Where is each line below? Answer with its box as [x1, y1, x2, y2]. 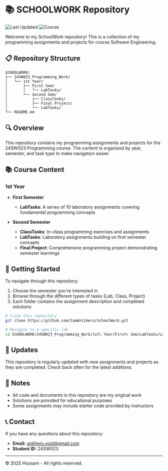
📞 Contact [5, 417, 35, 426]
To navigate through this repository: [5, 278, 79, 284]
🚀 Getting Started [5, 264, 60, 273]
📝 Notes [5, 379, 30, 387]
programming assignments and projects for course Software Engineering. [5, 39, 156, 45]
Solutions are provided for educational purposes [12, 397, 112, 404]
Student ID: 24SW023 [12, 446, 58, 451]
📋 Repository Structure [5, 54, 81, 63]
